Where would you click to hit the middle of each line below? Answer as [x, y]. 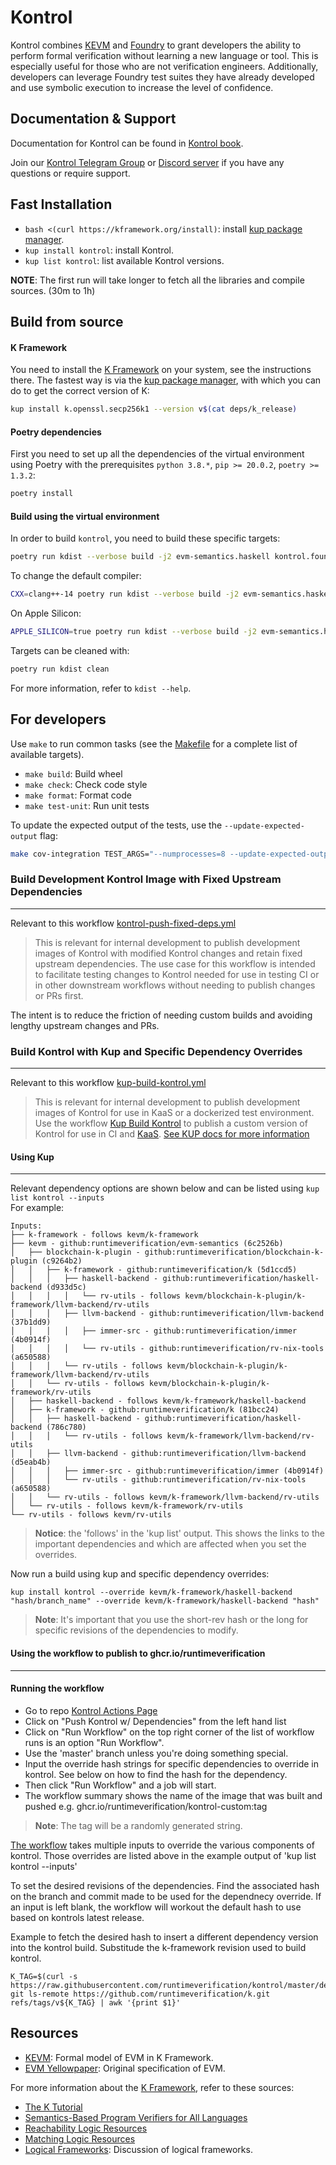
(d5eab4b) [31, 1462]
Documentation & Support [93, 119]
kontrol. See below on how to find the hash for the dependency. [156, 1774]
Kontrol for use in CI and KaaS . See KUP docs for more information [172, 1134]
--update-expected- [264, 826]
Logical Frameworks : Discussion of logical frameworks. [138, 2149]
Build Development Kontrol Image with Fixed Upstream [146, 879]
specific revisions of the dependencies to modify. [136, 1630]
